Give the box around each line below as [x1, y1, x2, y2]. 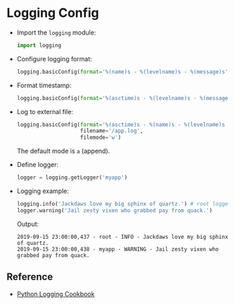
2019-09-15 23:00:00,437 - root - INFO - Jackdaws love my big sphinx [16, 233, 229, 240]
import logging [16, 42, 62, 49]
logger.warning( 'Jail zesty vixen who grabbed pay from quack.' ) [16, 206, 212, 214]
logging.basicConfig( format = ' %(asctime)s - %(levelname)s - [16, 94, 197, 101]
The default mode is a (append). [16, 147, 110, 156]
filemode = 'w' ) [80, 134, 122, 142]
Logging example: [16, 187, 70, 195]
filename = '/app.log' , [80, 127, 144, 135]
